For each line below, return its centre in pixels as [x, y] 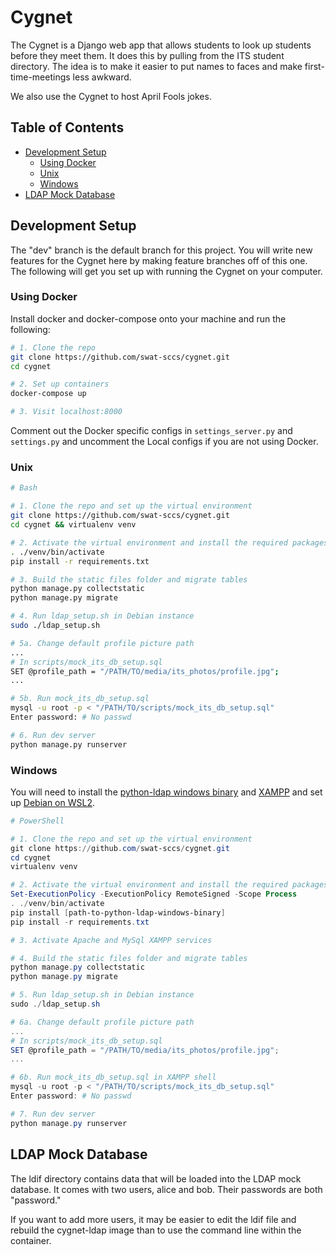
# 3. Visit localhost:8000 [66, 412]
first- [314, 66]
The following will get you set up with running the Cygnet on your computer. [166, 271]
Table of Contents [67, 127]
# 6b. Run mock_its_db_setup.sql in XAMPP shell [113, 1077]
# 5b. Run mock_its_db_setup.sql [80, 699]
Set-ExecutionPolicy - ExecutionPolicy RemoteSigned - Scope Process [154, 894]
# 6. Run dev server [53, 735]
